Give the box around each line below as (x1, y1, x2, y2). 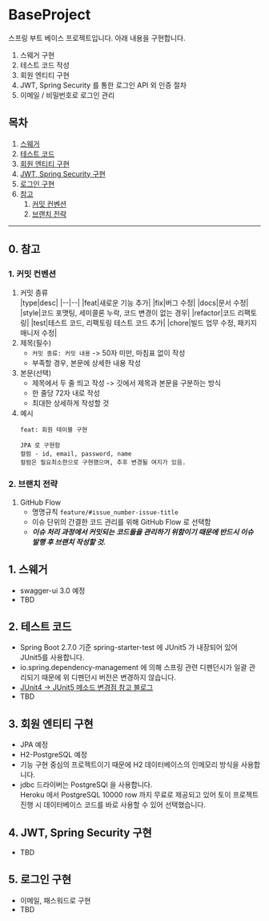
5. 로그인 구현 (8, 873, 72, 887)
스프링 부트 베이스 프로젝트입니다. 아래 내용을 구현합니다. (8, 33, 186, 43)
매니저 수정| (19, 328, 58, 338)
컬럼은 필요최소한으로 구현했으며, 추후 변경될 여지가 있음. (19, 459, 187, 467)
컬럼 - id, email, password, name (19, 450, 132, 458)
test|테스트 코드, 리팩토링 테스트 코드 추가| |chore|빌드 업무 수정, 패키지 (33, 318, 258, 328)
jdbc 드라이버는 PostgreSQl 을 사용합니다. (19, 780, 153, 789)
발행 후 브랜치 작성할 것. (31, 537, 106, 546)
